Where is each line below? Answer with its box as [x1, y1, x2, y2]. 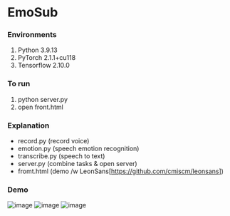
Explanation [7, 120, 50, 130]
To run [7, 79, 31, 89]
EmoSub [7, 4, 58, 21]
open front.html [17, 103, 64, 111]
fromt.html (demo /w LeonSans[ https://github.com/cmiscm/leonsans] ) [17, 167, 224, 175]
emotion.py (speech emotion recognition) [17, 144, 140, 153]
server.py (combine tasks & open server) [17, 160, 137, 168]
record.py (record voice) [17, 137, 90, 145]
